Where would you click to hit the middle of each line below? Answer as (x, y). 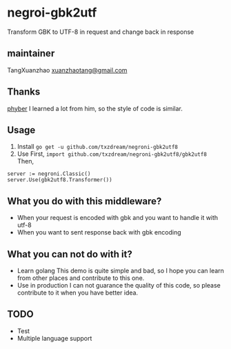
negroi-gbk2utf (52, 13)
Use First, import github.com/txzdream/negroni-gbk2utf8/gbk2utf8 (112, 154)
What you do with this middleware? (84, 201)
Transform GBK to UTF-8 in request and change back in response (101, 32)
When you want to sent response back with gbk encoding (99, 232)
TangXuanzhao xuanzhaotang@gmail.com (67, 70)
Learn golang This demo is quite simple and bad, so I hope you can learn (120, 271)
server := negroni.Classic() (49, 174)
